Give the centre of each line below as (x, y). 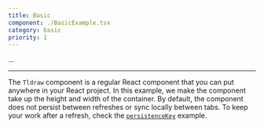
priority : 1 (27, 37)
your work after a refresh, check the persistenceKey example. (108, 115)
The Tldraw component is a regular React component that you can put (121, 82)
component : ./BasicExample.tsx (59, 23)
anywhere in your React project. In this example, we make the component (127, 90)
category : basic (35, 30)
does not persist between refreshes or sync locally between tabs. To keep (128, 108)
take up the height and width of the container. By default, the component (126, 99)
